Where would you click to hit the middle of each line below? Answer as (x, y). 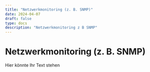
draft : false (18, 18)
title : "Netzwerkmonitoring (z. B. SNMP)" (49, 9)
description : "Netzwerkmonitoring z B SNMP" (51, 28)
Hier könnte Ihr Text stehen (33, 65)
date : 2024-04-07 (23, 14)
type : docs (16, 23)
